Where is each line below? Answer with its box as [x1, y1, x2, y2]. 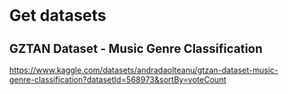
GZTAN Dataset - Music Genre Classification [9, 41, 263, 56]
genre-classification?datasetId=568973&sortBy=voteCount [9, 74, 226, 85]
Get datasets [9, 5, 107, 26]
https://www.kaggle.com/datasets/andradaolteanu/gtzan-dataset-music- [9, 64, 279, 75]
